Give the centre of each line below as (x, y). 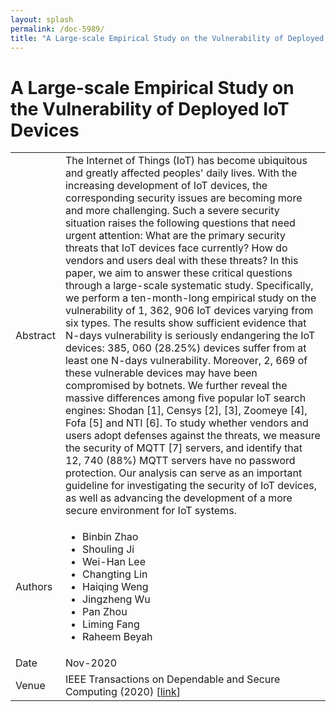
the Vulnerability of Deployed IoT (150, 108)
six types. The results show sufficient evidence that (185, 323)
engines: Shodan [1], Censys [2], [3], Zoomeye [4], (186, 411)
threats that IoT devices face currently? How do (176, 248)
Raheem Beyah (117, 637)
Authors (34, 587)
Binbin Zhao (110, 537)
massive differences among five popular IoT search (185, 398)
